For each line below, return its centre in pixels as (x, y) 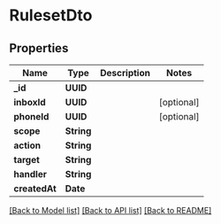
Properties (39, 48)
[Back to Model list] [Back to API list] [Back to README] (110, 210)
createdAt (35, 189)
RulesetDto (51, 15)
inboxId (30, 102)
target (27, 160)
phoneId (31, 116)
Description (125, 73)
